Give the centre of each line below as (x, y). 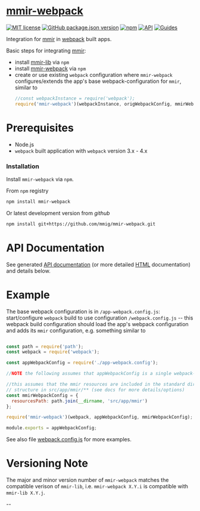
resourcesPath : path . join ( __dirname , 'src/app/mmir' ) (79, 401)
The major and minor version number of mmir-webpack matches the (87, 480)
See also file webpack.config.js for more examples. (69, 439)
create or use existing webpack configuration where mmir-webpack (93, 75)
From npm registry (27, 191)
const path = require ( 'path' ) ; (45, 346)
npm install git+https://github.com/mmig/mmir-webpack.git (81, 224)
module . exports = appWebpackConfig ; (51, 428)
